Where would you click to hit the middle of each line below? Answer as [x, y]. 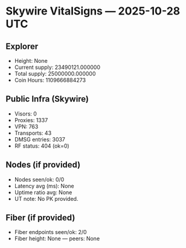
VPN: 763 [26, 126]
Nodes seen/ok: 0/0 [39, 179]
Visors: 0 [26, 114]
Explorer [22, 46]
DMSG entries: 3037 [40, 139]
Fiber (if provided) [40, 218]
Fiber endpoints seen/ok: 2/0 [50, 232]
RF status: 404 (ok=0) [42, 146]
